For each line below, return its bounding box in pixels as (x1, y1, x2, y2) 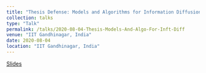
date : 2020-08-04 (6, 37, 51, 44)
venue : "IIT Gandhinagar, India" (6, 32, 92, 38)
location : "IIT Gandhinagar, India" (6, 44, 100, 50)
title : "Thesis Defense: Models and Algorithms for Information (6, 9, 174, 15)
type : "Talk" (6, 20, 40, 26)
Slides (6, 60, 22, 67)
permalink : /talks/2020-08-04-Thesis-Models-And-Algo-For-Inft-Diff (6, 26, 185, 33)
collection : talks (6, 15, 53, 21)
